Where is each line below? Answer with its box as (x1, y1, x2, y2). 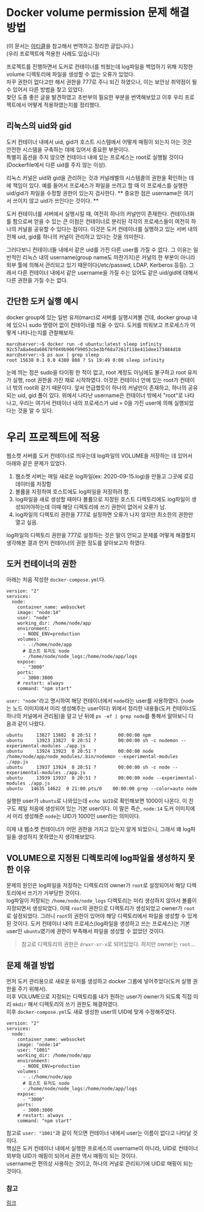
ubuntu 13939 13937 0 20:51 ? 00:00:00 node (6, 775, 154, 782)
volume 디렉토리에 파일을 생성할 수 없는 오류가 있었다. (6, 70, 135, 78)
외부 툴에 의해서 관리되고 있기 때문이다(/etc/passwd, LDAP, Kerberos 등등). (6, 261, 188, 268)
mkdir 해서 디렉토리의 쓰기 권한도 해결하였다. (12, 1000, 119, 1008)
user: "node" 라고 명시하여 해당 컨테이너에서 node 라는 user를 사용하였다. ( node (6, 697, 194, 704)
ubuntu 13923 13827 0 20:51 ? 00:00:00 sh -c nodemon (6, 737, 178, 744)
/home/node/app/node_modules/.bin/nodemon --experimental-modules (6, 753, 178, 760)
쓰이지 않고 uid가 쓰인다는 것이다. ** (12, 197, 99, 204)
